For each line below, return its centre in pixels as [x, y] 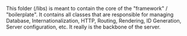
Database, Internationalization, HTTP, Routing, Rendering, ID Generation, [94, 21]
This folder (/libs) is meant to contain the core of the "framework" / [87, 8]
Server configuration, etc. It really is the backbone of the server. [84, 27]
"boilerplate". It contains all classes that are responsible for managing [90, 15]
